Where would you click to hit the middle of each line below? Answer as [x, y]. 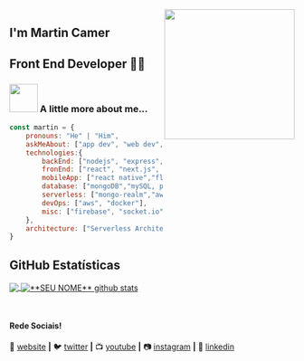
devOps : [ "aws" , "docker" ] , [95, 203]
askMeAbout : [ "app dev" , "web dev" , [95, 144]
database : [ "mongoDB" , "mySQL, [99, 186]
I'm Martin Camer [60, 33]
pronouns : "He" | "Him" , [72, 136]
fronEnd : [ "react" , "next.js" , [101, 170]
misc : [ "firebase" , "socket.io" [103, 212]
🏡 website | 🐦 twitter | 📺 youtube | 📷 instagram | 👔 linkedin [122, 347]
